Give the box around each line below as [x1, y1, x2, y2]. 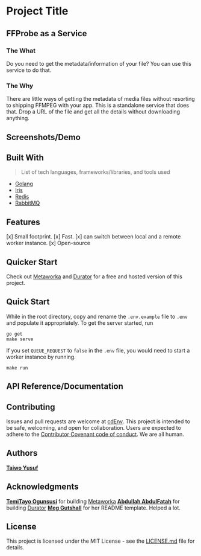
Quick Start [6, 297, 50, 307]
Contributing [6, 401, 55, 412]
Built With [6, 152, 44, 162]
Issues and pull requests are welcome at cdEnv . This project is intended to [6, 418, 191, 425]
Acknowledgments [6, 482, 79, 492]
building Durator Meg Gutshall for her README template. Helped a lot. [6, 504, 181, 511]
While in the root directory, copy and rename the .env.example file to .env [6, 313, 188, 320]
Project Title [6, 4, 69, 18]
